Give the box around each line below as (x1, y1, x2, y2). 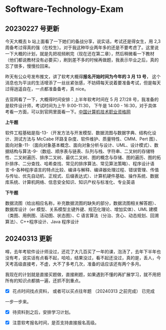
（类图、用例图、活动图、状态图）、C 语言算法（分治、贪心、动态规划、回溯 (5, 212, 159, 218)
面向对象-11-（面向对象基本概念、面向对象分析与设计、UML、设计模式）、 (5, 142, 155, 148)
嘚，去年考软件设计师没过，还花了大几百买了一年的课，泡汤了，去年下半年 (5, 248, 157, 254)
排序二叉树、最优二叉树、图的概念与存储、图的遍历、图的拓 (39, 155, 161, 160)
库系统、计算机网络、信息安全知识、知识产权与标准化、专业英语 (5, 179, 135, 185)
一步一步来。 (5, 298, 31, 304)
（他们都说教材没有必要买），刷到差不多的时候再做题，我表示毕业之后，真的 (5, 57, 159, 63)
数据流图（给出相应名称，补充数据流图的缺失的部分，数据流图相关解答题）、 (5, 200, 159, 206)
